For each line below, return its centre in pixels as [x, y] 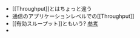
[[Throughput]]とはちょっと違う [52, 9]
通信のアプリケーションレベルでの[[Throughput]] [73, 16]
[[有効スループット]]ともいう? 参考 [55, 23]
